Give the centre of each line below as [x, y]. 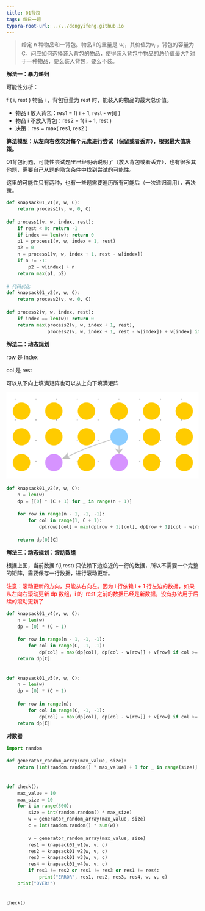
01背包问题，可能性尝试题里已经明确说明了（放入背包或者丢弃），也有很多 [99, 162]
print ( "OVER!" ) [37, 883]
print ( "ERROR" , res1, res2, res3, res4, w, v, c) [103, 877]
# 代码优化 [18, 286]
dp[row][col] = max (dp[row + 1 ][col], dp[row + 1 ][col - [113, 527]
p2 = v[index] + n [52, 267]
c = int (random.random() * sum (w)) [74, 825]
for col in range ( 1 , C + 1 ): [65, 521]
